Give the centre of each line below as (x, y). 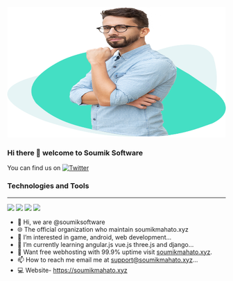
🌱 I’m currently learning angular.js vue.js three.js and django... (105, 244)
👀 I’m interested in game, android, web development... (94, 237)
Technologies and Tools (48, 186)
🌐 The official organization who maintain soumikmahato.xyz (103, 229)
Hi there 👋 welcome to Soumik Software (75, 153)
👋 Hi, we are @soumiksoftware (61, 222)
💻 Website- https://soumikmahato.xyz (72, 270)
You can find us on (34, 168)
